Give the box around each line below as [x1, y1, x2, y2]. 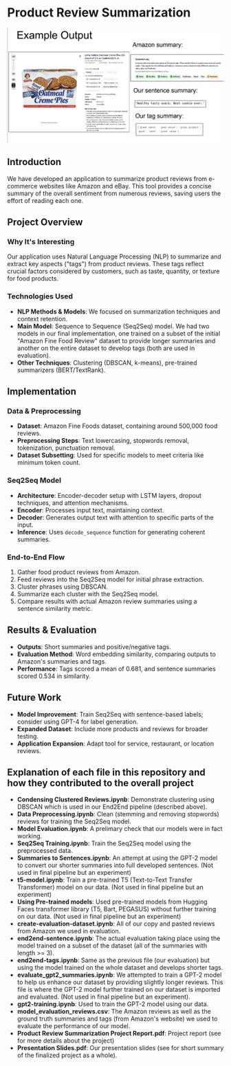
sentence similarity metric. [16, 605, 93, 613]
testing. [16, 732, 39, 740]
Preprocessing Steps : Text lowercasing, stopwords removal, [16, 437, 189, 445]
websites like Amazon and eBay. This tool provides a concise [38, 182, 212, 190]
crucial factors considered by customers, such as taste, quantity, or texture [7, 267, 220, 276]
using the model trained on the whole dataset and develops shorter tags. [16, 964, 223, 972]
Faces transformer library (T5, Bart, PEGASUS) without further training [16, 905, 217, 913]
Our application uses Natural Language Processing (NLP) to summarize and [7, 252, 221, 261]
